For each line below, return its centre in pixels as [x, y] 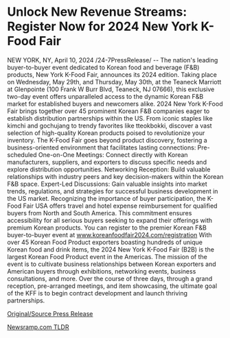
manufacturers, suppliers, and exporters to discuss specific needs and [107, 162]
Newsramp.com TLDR [38, 327]
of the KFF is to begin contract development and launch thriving [97, 293]
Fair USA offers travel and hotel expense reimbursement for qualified [120, 206]
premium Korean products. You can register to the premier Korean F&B [107, 228]
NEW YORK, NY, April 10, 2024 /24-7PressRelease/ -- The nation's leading [113, 60]
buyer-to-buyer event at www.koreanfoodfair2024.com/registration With [110, 234]
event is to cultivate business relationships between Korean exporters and [112, 264]
